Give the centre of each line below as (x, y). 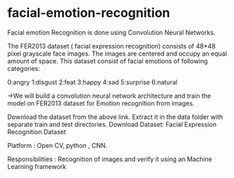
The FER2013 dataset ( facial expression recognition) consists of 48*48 (112, 46)
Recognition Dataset (37, 132)
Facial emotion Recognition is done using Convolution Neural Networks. (111, 32)
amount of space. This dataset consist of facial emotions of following (107, 61)
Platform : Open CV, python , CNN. (57, 145)
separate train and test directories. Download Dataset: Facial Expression (112, 124)
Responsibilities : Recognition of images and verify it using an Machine (110, 159)
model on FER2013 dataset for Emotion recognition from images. (101, 103)
